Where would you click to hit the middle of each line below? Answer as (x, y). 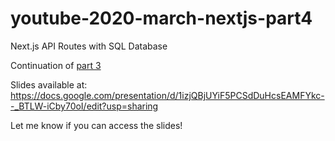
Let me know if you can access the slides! (96, 125)
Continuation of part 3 (56, 65)
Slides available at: (49, 84)
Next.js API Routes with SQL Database (89, 46)
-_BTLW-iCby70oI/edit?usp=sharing (84, 106)
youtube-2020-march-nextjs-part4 (161, 18)
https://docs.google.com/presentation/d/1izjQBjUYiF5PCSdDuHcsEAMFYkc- (167, 95)
